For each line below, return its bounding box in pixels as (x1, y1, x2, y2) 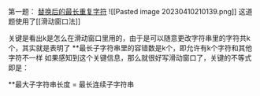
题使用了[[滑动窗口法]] (8, 17, 81, 26)
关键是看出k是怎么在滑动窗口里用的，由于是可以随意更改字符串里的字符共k (8, 34, 251, 42)
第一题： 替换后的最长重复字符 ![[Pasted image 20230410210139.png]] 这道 (8, 7, 253, 16)
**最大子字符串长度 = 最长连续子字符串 (8, 79, 135, 89)
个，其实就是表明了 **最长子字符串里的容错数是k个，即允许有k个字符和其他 (8, 43, 253, 53)
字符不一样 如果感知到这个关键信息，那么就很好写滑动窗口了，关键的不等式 (8, 54, 252, 62)
